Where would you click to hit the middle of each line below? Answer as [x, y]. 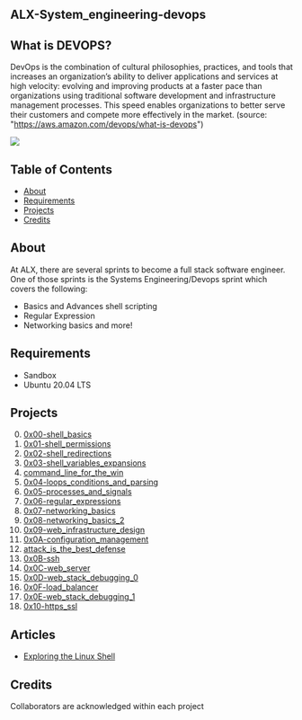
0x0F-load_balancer [61, 587]
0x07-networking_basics [69, 511]
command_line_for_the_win [73, 473]
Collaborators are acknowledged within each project [107, 707]
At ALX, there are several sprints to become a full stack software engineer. [148, 270]
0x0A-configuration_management [86, 539]
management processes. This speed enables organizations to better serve [148, 105]
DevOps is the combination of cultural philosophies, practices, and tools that [151, 67]
